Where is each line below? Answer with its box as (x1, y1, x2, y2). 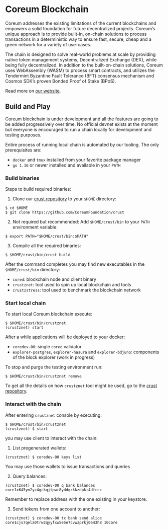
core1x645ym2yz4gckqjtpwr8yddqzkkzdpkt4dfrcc (5, 487, 102, 492)
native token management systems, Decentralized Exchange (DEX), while (5, 56, 157, 62)
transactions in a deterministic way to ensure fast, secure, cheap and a (5, 36, 152, 42)
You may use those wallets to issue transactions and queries (5, 463, 130, 469)
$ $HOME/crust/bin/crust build (5, 253, 71, 258)
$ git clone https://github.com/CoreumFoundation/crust (5, 210, 124, 215)
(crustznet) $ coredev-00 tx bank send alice (5, 515, 102, 520)
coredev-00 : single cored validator (12, 344, 82, 350)
